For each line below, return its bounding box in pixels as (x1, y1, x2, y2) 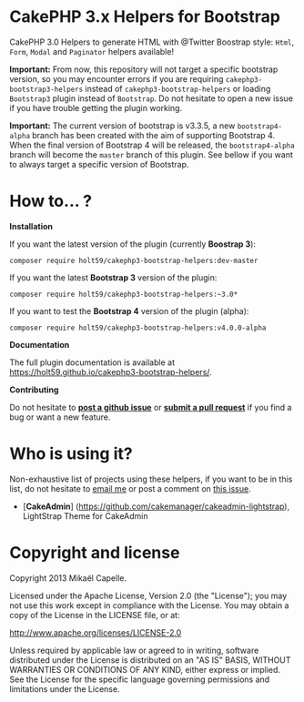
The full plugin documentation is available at (9, 357, 176, 368)
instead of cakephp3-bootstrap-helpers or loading (85, 83, 271, 94)
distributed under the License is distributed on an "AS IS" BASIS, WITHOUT (9, 654, 291, 666)
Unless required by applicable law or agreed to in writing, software (9, 645, 259, 656)
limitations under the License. (9, 683, 120, 694)
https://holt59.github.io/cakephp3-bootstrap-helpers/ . (9, 366, 212, 377)
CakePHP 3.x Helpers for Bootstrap (9, 6, 280, 27)
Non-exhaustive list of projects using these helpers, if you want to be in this (9, 473, 293, 484)
